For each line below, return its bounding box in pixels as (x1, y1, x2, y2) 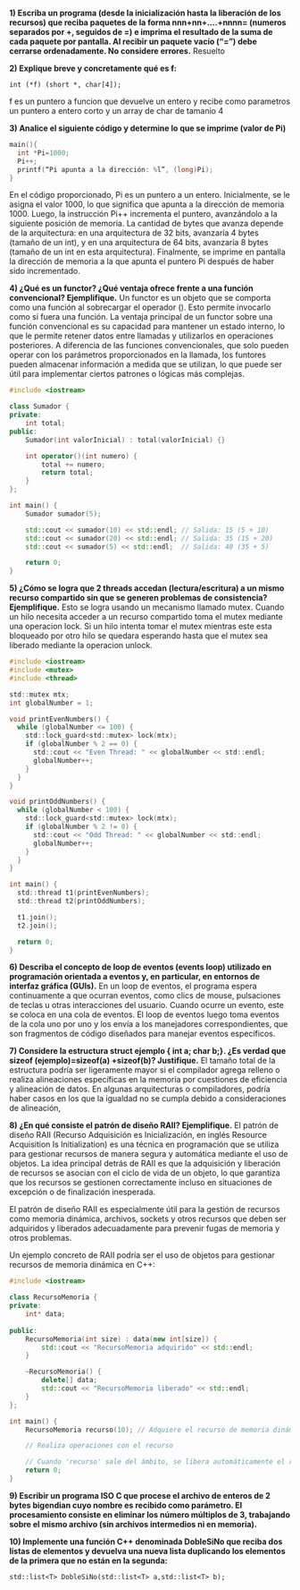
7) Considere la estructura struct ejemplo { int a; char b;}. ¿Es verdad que (9, 1046, 287, 1056)
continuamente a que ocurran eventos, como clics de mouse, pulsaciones (9, 990, 281, 1001)
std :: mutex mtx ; (9, 689, 70, 699)
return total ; (41, 468, 94, 477)
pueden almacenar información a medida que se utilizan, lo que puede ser (9, 359, 283, 370)
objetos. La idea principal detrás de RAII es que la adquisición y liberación (9, 1158, 281, 1169)
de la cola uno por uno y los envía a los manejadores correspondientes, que (9, 1019, 288, 1030)
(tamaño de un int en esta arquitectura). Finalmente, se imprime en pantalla (9, 246, 286, 258)
